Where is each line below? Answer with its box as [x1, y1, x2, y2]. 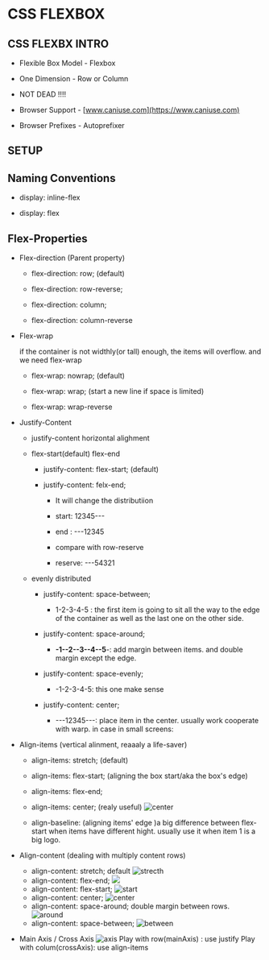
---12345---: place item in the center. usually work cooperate [55, 716, 259, 726]
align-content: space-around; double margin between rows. [31, 901, 230, 911]
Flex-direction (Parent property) [19, 253, 126, 263]
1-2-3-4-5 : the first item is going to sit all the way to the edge [55, 605, 260, 614]
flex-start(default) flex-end [31, 449, 120, 459]
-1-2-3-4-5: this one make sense [55, 685, 164, 694]
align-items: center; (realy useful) [31, 802, 143, 812]
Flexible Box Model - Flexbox [19, 58, 116, 68]
